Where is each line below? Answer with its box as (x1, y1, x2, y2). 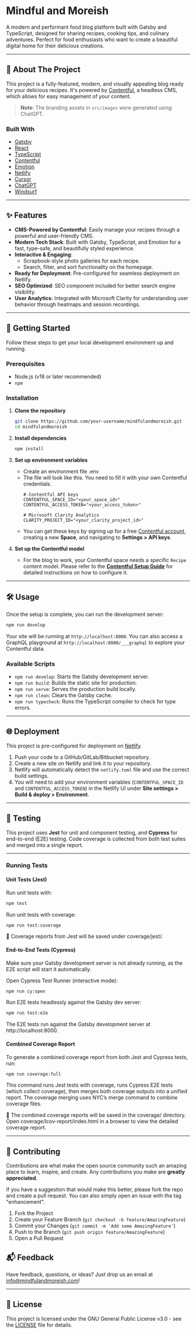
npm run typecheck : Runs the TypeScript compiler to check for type (14, 697, 176, 705)
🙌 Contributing (6, 1146, 61, 1156)
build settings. (14, 772, 49, 779)
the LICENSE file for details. (6, 1321, 73, 1328)
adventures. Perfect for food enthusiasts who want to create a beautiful (6, 36, 178, 43)
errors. (14, 704, 31, 711)
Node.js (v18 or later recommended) (14, 373, 102, 380)
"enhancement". (6, 1199, 45, 1206)
